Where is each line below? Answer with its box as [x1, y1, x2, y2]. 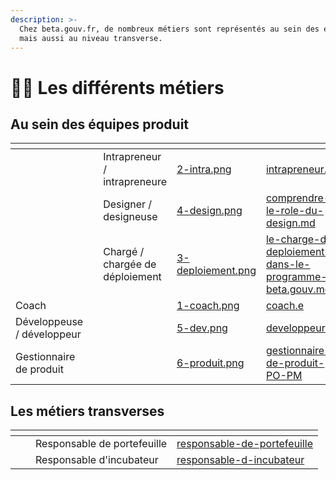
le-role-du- [265, 204, 325, 218]
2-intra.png [176, 162, 232, 176]
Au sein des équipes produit [10, 116, 190, 133]
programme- [265, 270, 328, 284]
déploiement [103, 270, 162, 284]
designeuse [103, 210, 158, 224]
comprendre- [265, 191, 331, 205]
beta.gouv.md [265, 282, 332, 296]
